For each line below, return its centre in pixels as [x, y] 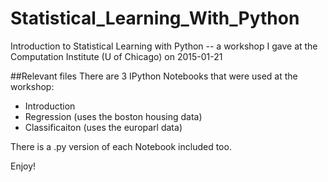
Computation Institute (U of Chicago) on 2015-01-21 [116, 56]
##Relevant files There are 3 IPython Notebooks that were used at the [154, 76]
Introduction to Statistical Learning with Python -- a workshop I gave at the [164, 46]
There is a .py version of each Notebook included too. [121, 146]
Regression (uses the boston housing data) [113, 116]
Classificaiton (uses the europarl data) [103, 127]
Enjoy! [23, 166]
